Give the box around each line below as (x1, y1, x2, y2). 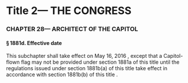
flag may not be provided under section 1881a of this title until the (21, 58, 180, 65)
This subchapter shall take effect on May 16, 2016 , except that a (6, 53, 163, 60)
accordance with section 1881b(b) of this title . (6, 71, 118, 78)
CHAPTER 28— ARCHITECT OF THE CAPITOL (6, 25, 138, 33)
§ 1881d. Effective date (6, 39, 62, 46)
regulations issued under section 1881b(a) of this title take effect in (6, 65, 168, 72)
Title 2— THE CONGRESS (6, 4, 131, 18)
